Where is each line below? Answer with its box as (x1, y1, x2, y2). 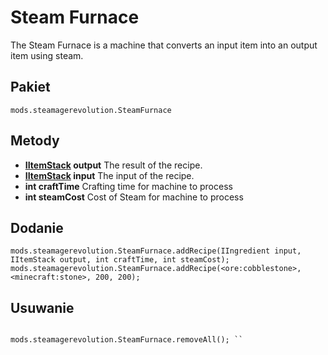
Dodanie (10, 219, 64, 236)
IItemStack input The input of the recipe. (24, 169, 195, 181)
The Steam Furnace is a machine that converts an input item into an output (10, 39, 318, 51)
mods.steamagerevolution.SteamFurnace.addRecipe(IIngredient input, (10, 246, 302, 256)
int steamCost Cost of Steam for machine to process (24, 191, 244, 203)
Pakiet (10, 79, 51, 96)
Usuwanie (10, 299, 75, 316)
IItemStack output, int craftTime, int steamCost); (10, 255, 230, 265)
